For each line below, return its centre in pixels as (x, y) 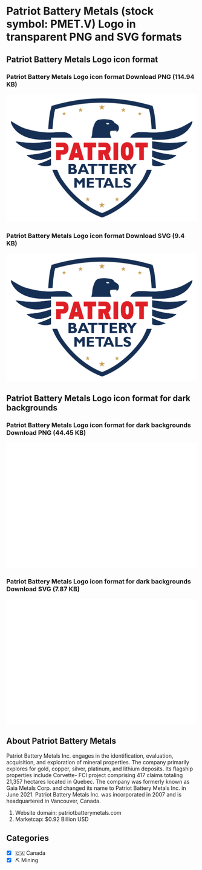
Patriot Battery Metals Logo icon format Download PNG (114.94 (100, 76)
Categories (28, 838)
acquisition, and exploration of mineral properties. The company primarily (98, 762)
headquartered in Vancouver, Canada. (54, 801)
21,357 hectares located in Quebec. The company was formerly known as (98, 781)
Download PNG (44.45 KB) (46, 432)
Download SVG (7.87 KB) (43, 589)
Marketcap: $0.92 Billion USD (52, 819)
